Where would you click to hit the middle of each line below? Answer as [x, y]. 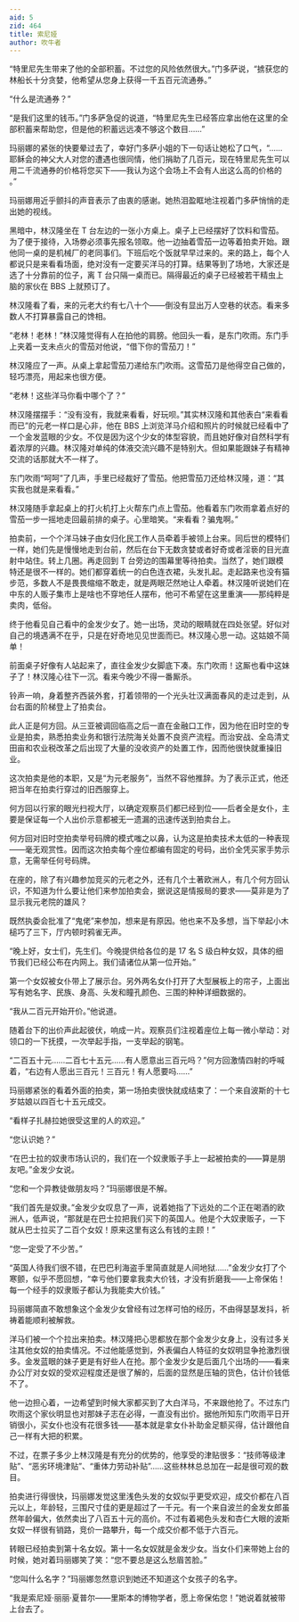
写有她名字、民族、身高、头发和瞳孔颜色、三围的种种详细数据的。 [130, 992]
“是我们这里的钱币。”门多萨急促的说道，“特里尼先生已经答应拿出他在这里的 [145, 118]
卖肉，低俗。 [32, 605]
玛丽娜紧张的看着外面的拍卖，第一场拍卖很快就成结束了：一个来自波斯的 [141, 1090]
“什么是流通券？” [40, 99]
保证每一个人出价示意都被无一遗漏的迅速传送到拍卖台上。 [130, 819]
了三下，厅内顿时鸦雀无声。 [75, 932]
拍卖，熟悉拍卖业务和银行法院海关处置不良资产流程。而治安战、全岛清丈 [157, 737]
